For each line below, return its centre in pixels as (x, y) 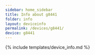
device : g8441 (20, 33)
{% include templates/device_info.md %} (48, 47)
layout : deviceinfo (26, 24)
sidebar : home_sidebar (29, 10)
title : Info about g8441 (31, 14)
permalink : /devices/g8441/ (35, 28)
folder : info (19, 19)
